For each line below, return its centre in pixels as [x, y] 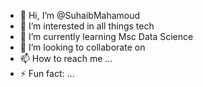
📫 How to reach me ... [66, 58]
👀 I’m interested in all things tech [87, 26]
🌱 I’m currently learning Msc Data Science [106, 36]
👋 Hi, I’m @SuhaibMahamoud [80, 15]
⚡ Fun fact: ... [47, 73]
